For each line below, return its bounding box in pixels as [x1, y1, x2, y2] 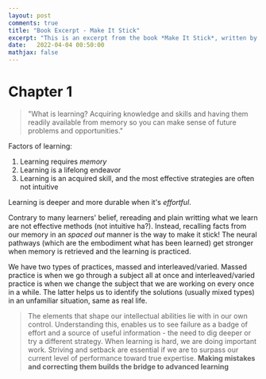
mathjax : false [8, 48, 59, 56]
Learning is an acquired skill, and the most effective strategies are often [19, 173, 255, 183]
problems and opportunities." [27, 126, 124, 135]
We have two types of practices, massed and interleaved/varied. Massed [8, 261, 248, 271]
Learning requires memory [19, 157, 107, 166]
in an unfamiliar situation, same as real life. [8, 296, 148, 305]
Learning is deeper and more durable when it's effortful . [8, 197, 192, 207]
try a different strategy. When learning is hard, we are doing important [27, 336, 256, 346]
